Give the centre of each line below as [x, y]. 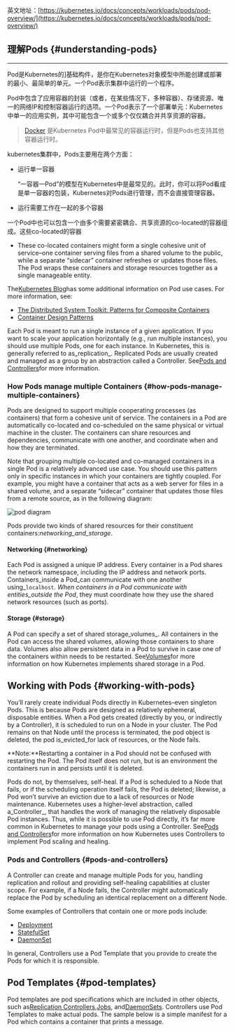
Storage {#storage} [36, 618]
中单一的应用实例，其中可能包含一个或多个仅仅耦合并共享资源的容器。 [108, 115]
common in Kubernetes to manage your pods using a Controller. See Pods [113, 827]
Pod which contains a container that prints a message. [86, 1022]
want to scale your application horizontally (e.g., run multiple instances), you [117, 338]
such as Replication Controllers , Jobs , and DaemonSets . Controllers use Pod [115, 1007]
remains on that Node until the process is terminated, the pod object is [109, 733]
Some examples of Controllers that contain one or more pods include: [107, 911]
